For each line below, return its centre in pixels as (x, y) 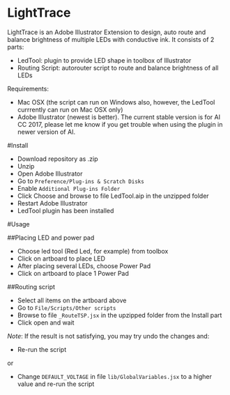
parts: (16, 47)
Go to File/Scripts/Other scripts (67, 307)
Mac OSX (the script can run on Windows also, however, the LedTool (116, 102)
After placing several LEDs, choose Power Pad (84, 265)
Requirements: (28, 88)
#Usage (18, 224)
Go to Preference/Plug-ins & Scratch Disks (80, 181)
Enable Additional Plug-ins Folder (69, 188)
